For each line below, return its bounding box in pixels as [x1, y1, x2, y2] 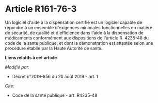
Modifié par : [5, 64, 30, 70]
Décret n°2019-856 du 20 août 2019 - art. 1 [12, 73, 98, 79]
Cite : [5, 83, 15, 88]
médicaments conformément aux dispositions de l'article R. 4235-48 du [5, 35, 149, 41]
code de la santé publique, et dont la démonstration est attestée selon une [5, 40, 154, 46]
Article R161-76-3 [5, 3, 77, 15]
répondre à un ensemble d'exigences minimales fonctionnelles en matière [5, 24, 153, 30]
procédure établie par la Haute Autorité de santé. [5, 45, 103, 51]
